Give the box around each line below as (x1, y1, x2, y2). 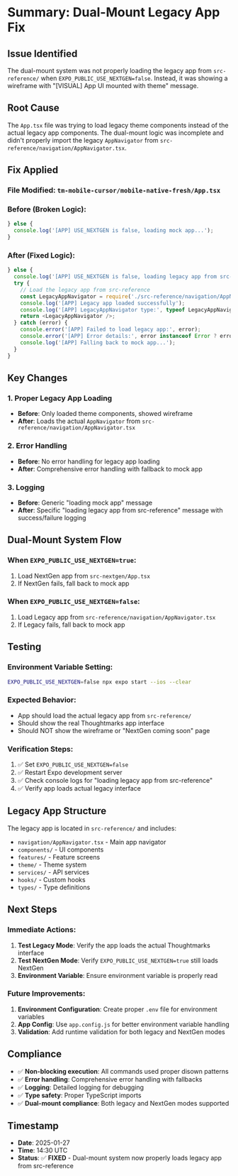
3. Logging (7, 482, 45, 492)
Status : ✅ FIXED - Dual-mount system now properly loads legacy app (17, 1154, 222, 1163)
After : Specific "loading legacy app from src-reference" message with (17, 505, 223, 515)
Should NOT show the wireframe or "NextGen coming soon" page (17, 726, 210, 735)
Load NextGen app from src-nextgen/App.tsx (17, 571, 151, 580)
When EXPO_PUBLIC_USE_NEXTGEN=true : (7, 555, 137, 565)
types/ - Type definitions (17, 883, 91, 891)
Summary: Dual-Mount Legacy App (7, 4, 220, 21)
